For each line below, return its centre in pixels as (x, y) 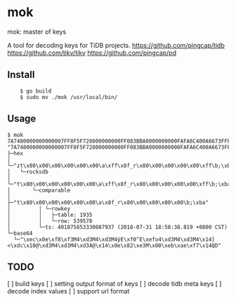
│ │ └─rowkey (39, 209)
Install (21, 75)
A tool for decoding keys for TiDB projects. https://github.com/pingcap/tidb (116, 45)
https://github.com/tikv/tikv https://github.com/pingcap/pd (92, 53)
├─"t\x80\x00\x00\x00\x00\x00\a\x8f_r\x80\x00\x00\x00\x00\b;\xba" (108, 202)
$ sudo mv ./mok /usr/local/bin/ (69, 97)
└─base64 (20, 233)
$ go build (36, 91)
